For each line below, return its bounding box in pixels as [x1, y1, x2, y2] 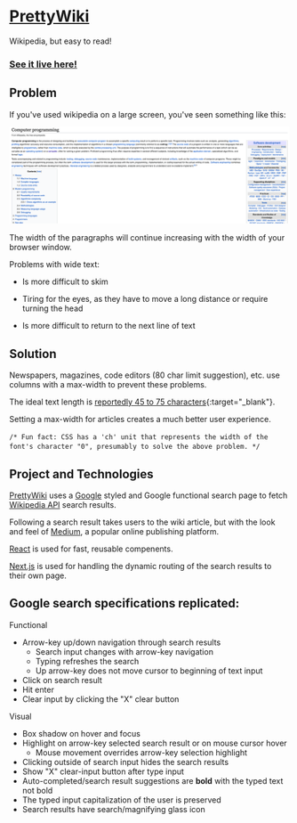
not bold [21, 785, 53, 795]
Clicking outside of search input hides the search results [21, 756, 229, 767]
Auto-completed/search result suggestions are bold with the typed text [21, 775, 284, 786]
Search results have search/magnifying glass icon [21, 803, 206, 814]
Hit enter [21, 684, 55, 695]
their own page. [9, 570, 67, 581]
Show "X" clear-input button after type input [21, 766, 185, 777]
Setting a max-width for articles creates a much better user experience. [9, 414, 271, 425]
